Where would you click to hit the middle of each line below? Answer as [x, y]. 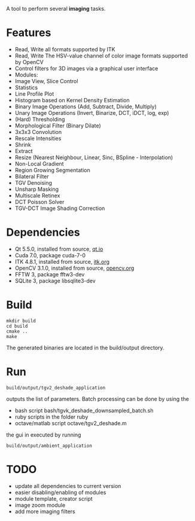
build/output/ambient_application [49, 446]
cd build [17, 326]
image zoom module [40, 505]
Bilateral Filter [32, 176]
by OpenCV [29, 62]
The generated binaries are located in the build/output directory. [85, 348]
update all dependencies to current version [68, 486]
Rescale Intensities [38, 138]
